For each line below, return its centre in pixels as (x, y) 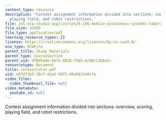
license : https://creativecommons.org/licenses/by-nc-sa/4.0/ (70, 42)
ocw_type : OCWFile (24, 47)
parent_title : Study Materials (37, 51)
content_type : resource (30, 10)
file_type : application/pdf (34, 33)
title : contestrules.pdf (31, 70)
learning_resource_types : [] (35, 38)
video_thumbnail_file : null (39, 83)
